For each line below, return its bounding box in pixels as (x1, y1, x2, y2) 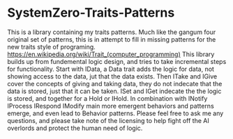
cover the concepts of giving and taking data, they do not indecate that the (7, 79, 223, 88)
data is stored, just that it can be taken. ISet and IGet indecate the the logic (7, 87, 222, 95)
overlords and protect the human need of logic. (7, 124, 143, 132)
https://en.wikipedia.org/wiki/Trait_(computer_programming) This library (7, 50, 215, 58)
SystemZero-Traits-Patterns (7, 5, 175, 21)
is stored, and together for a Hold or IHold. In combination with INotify (7, 94, 208, 102)
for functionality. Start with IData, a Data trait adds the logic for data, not (7, 65, 215, 73)
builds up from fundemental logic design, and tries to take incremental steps (7, 57, 227, 65)
